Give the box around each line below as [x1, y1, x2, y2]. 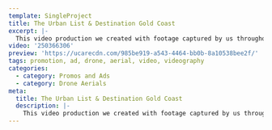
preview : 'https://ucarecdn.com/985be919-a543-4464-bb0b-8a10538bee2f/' [8, 49, 259, 57]
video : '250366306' [8, 42, 74, 50]
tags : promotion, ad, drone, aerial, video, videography [8, 57, 205, 65]
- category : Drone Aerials [15, 79, 107, 87]
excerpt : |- [8, 27, 49, 35]
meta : [8, 86, 27, 95]
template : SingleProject [8, 11, 92, 20]
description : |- [15, 102, 70, 110]
